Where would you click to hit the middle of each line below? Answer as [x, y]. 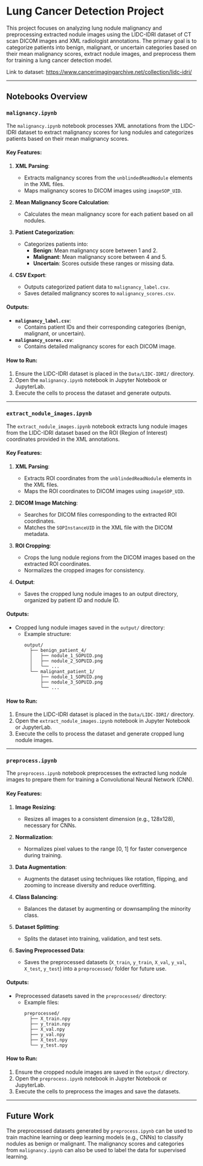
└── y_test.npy [49, 1045]
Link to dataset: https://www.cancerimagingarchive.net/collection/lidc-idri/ [99, 72]
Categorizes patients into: [56, 244]
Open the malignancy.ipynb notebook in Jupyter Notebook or [91, 380]
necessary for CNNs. [50, 825]
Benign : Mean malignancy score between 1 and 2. [95, 250]
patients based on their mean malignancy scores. [68, 138]
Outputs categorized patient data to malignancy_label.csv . [97, 287]
